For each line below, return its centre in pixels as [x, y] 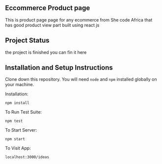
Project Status [27, 40]
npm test [14, 121]
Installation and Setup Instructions [59, 68]
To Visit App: [18, 148]
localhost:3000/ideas [27, 157]
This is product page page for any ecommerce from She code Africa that [79, 20]
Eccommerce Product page [48, 8]
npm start [15, 139]
